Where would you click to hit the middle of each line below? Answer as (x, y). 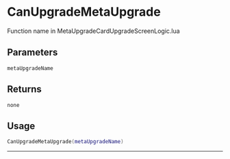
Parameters (33, 52)
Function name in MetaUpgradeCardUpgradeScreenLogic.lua (93, 31)
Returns (25, 89)
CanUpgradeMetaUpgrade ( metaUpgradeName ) (66, 142)
